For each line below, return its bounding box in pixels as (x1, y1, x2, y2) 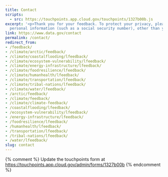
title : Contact (5, 7, 37, 13)
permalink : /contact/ (5, 36, 50, 41)
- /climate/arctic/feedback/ (5, 49, 66, 54)
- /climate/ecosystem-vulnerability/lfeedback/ (5, 59, 106, 64)
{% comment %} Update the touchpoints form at (5, 156, 105, 162)
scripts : (5, 12, 23, 17)
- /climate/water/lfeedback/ (5, 86, 66, 92)
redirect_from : (5, 40, 37, 45)
